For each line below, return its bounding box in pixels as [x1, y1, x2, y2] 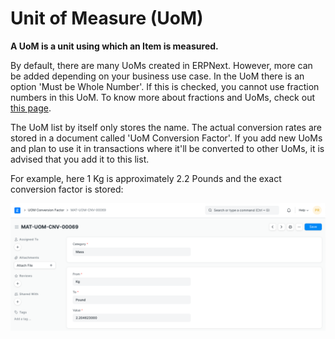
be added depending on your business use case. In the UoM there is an [10, 70, 305, 82]
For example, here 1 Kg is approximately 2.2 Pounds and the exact [10, 172, 282, 184]
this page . [10, 102, 52, 114]
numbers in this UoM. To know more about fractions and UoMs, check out [10, 91, 315, 103]
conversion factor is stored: [10, 183, 124, 195]
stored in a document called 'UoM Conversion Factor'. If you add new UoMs [10, 132, 323, 144]
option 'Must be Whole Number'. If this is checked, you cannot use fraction [10, 80, 320, 92]
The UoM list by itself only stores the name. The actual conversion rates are [10, 121, 322, 133]
